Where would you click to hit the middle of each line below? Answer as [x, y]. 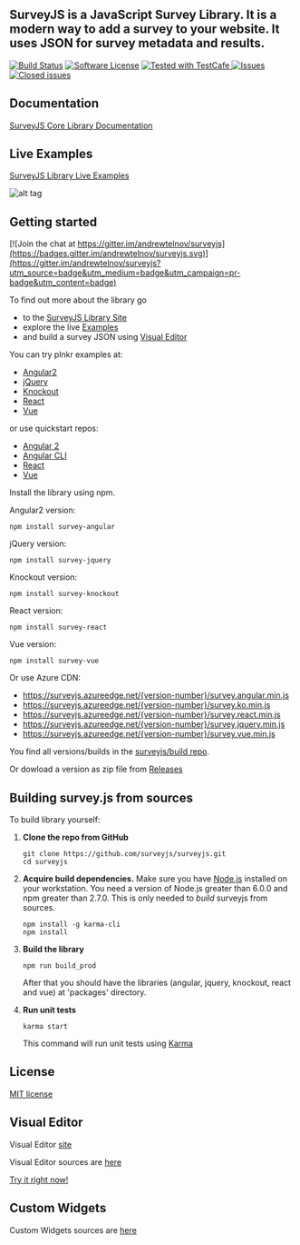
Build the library [53, 950]
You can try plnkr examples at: [66, 354]
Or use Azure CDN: [45, 678]
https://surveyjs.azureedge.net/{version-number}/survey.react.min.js [151, 715]
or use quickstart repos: [54, 428]
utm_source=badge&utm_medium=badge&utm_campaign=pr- [125, 273]
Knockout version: [44, 577]
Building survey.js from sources [101, 797]
